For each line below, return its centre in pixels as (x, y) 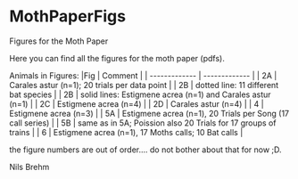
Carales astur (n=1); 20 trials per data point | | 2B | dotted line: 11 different (144, 85)
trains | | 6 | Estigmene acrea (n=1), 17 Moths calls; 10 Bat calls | (126, 132)
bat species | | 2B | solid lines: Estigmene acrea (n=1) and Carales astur (140, 94)
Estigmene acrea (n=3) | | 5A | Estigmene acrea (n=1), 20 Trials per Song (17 (149, 113)
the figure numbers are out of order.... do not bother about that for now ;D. (146, 150)
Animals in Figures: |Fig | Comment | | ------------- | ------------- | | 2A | (143, 75)
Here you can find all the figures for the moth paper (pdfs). (117, 58)
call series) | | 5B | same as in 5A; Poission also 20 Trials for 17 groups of (143, 123)
